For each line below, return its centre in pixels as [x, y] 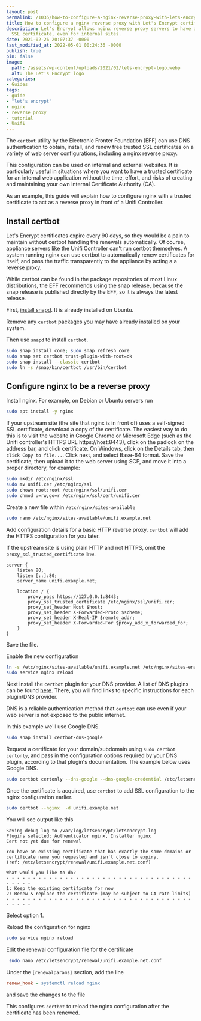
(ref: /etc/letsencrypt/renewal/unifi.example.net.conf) [79, 862]
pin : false [20, 56]
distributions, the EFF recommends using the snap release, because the [95, 285]
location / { [33, 591]
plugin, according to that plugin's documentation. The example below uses [98, 762]
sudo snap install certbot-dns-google [54, 738]
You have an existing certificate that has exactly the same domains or [99, 852]
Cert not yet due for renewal [44, 841]
